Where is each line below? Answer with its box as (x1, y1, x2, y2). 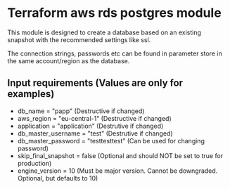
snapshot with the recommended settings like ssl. (7, 35, 151, 44)
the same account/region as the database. (7, 56, 130, 65)
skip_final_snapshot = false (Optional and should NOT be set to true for (17, 151, 224, 159)
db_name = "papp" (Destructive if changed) (17, 107, 145, 115)
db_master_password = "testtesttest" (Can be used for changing (17, 136, 205, 145)
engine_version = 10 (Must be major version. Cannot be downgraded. (17, 167, 218, 175)
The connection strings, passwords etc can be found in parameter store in (7, 49, 223, 58)
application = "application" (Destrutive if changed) (17, 122, 164, 130)
